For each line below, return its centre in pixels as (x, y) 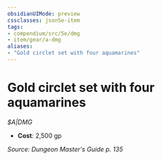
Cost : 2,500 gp (39, 135)
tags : (15, 27)
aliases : (20, 46)
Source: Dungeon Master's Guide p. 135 (65, 149)
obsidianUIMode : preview (44, 14)
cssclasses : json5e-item (44, 20)
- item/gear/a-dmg (34, 40)
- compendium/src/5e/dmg (44, 33)
